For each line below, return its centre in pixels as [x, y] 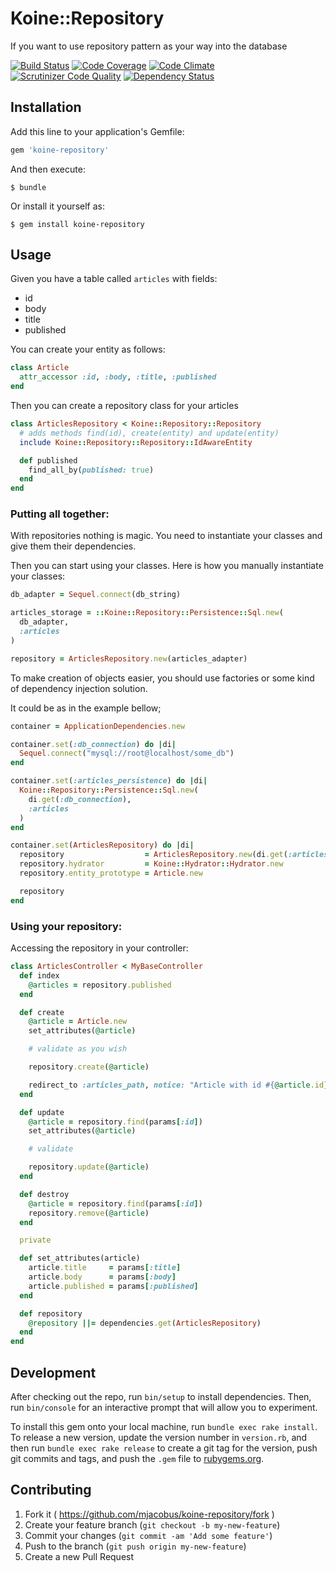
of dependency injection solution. [79, 688]
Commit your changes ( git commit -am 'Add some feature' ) [148, 1535]
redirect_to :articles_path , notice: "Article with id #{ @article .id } [178, 1085]
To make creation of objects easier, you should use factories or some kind [162, 678]
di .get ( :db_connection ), [80, 799]
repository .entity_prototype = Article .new [111, 873]
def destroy [44, 1194]
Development [53, 1372]
